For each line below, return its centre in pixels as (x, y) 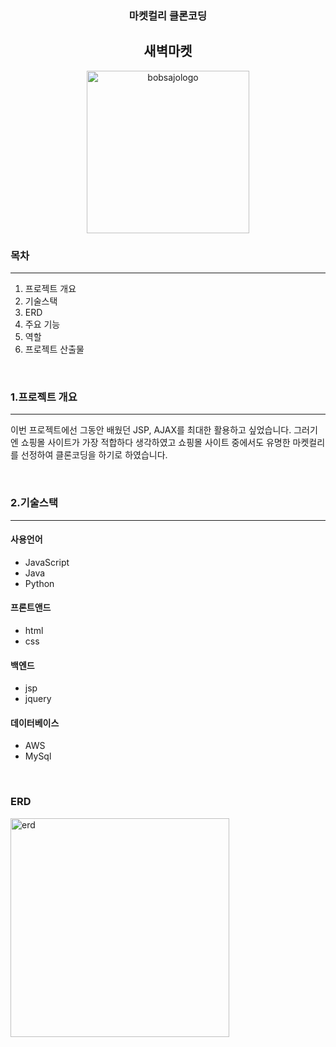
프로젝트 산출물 (54, 349)
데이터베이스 (35, 723)
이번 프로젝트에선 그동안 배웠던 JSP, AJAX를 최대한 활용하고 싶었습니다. (151, 430)
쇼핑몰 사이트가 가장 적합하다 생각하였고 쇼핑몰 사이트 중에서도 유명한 (155, 443)
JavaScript (47, 562)
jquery (38, 699)
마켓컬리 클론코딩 (168, 15)
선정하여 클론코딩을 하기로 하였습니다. (94, 455)
